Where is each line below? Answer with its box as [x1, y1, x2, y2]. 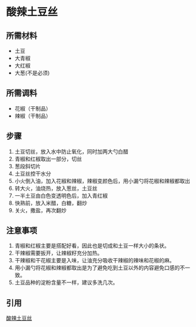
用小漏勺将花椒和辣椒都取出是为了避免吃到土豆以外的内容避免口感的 [14, 264, 180, 271]
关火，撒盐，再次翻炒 [14, 206, 67, 213]
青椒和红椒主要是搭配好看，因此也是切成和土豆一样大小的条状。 [14, 242, 170, 249]
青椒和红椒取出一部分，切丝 [14, 155, 82, 162]
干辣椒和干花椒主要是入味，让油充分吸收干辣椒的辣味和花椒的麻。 [14, 257, 175, 264]
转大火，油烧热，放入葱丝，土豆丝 [14, 185, 98, 192]
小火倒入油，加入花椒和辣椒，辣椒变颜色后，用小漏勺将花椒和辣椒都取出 [14, 177, 190, 184]
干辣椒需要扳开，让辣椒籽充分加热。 [14, 249, 103, 256]
